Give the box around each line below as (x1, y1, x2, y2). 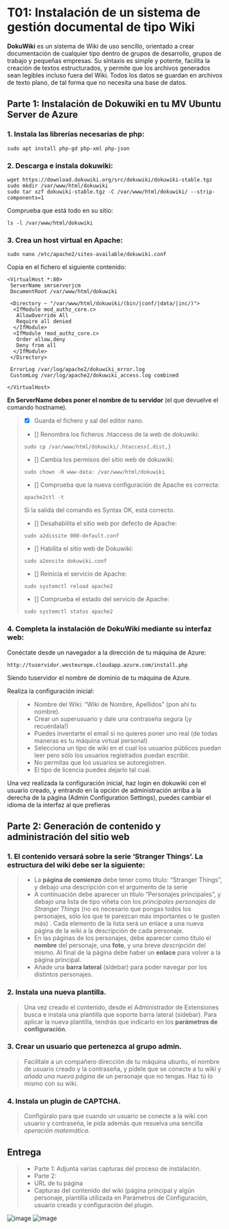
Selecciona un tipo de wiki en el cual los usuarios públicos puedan (33, 744, 221, 752)
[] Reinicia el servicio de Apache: (33, 570, 127, 578)
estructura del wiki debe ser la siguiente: (7, 860, 146, 870)
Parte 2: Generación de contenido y (7, 820, 161, 832)
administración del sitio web (7, 831, 130, 843)
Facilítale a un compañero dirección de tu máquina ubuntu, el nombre (23, 1057, 220, 1065)
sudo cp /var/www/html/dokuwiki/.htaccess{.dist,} (23, 444, 172, 451)
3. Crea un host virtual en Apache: (7, 235, 123, 244)
